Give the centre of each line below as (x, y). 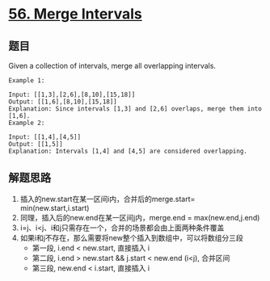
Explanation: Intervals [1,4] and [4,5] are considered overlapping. (128, 151)
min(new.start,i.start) (55, 208)
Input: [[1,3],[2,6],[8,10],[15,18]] (72, 94)
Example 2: (27, 123)
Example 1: (27, 81)
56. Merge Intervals (76, 14)
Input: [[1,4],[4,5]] (45, 137)
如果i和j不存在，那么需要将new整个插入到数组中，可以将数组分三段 (132, 237)
